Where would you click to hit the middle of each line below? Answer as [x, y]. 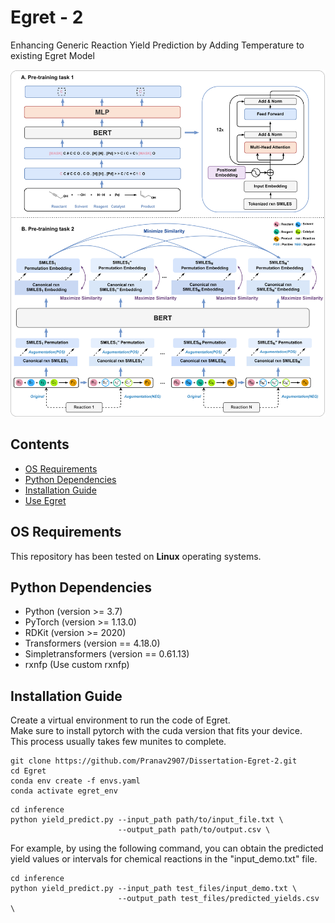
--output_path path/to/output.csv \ [194, 830]
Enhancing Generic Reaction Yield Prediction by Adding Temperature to [157, 45]
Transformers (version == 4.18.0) [92, 643]
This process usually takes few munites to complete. [118, 742]
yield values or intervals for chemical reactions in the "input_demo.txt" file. [164, 859]
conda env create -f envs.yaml [75, 781]
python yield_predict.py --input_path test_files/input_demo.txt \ [154, 889]
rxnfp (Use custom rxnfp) [77, 665]
